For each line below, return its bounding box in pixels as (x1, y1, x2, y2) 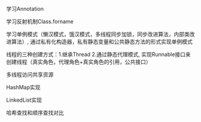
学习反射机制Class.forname (6, 18, 74, 25)
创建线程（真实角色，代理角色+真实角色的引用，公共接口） (6, 59, 151, 65)
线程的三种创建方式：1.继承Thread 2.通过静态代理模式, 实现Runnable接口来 (6, 51, 191, 58)
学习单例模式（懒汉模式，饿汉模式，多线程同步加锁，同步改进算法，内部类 (6, 30, 190, 38)
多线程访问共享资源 (6, 71, 54, 78)
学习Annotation (6, 5, 44, 12)
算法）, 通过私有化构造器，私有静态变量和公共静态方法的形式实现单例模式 (11, 38, 193, 45)
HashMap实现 (6, 84, 41, 91)
